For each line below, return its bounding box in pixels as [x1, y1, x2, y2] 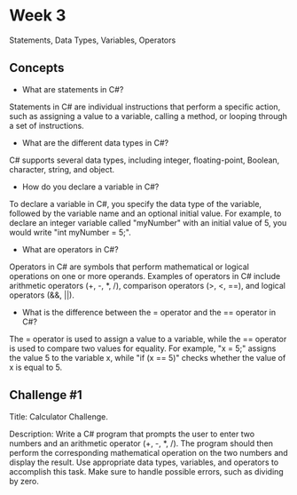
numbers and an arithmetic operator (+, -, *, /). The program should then [9, 437, 273, 449]
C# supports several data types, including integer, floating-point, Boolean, [9, 155, 280, 165]
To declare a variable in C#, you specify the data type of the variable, [9, 198, 262, 209]
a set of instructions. [9, 120, 84, 131]
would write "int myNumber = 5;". [9, 227, 131, 237]
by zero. [9, 475, 40, 486]
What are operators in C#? [21, 244, 119, 254]
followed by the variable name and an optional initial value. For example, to [9, 208, 282, 219]
